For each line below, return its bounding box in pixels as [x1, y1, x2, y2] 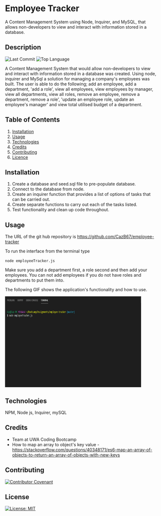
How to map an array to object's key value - [12, 441, 100, 447]
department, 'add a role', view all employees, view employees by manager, [5, 86, 154, 92]
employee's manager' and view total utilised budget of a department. [5, 101, 143, 107]
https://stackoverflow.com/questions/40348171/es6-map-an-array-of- [12, 447, 152, 453]
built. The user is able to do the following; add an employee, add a [5, 81, 137, 87]
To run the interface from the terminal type [5, 248, 90, 254]
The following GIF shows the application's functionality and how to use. [5, 287, 147, 293]
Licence [12, 154, 28, 160]
